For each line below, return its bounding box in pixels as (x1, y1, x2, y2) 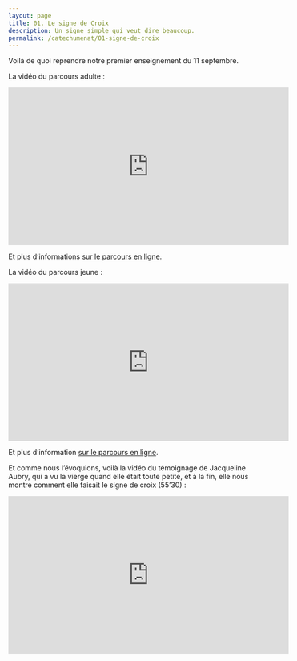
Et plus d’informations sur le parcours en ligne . (8, 252, 163, 261)
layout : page (8, 11, 52, 20)
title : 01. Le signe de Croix (8, 19, 110, 27)
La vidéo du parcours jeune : (8, 268, 102, 277)
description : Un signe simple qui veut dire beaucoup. (8, 26, 195, 34)
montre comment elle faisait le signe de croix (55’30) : (8, 480, 187, 490)
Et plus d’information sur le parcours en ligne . (8, 448, 159, 457)
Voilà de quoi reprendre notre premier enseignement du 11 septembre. (8, 56, 239, 66)
